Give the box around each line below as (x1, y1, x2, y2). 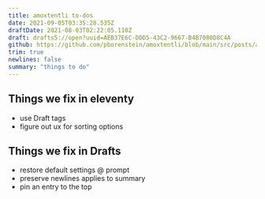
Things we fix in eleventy (8, 92, 134, 106)
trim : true (8, 48, 44, 56)
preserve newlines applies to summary (19, 174, 146, 183)
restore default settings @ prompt (19, 165, 130, 175)
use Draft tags (19, 113, 66, 122)
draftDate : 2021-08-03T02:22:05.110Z (8, 26, 132, 34)
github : (8, 41, 34, 49)
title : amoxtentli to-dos (8, 11, 93, 20)
